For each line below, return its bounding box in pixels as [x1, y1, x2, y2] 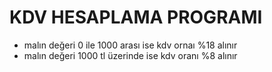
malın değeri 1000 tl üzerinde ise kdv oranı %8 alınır [23, 49, 238, 61]
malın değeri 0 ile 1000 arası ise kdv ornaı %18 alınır [23, 39, 238, 51]
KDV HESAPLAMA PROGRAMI [9, 6, 263, 29]
